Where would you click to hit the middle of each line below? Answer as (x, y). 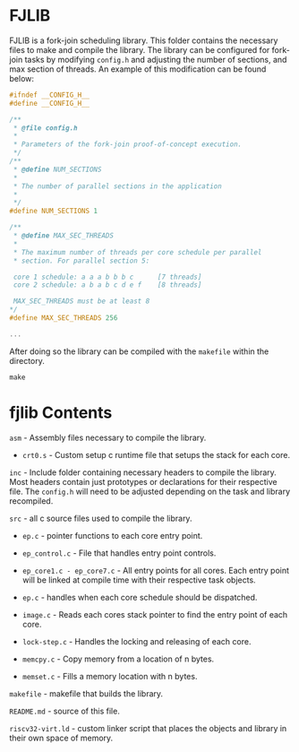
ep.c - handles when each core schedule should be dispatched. (140, 597)
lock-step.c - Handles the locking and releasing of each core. (137, 641)
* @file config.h (45, 128)
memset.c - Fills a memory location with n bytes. (110, 676)
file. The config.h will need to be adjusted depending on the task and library (150, 491)
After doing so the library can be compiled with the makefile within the (139, 351)
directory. (27, 360)
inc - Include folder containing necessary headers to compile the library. (143, 472)
